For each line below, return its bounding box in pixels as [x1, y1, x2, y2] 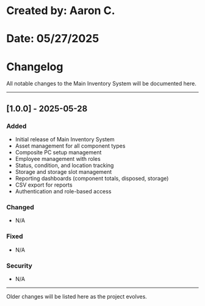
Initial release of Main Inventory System [15, 136, 115, 143]
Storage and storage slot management [15, 168, 112, 175]
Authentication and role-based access [15, 188, 112, 195]
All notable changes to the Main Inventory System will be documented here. [6, 80, 196, 88]
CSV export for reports [15, 181, 73, 188]
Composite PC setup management [15, 149, 102, 156]
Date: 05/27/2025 [6, 32, 99, 46]
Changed [6, 203, 35, 211]
